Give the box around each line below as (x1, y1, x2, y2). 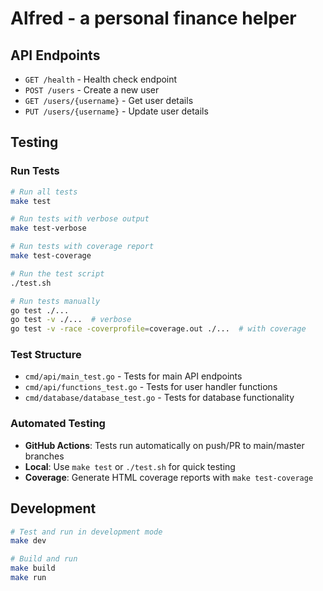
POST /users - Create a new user (24, 84, 160, 96)
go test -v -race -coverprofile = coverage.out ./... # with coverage (10, 324, 307, 334)
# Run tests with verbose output (10, 214, 150, 224)
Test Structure (10, 348, 82, 362)
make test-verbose (10, 223, 87, 234)
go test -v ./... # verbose (10, 315, 132, 325)
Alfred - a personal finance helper (10, 7, 297, 30)
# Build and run (10, 554, 78, 564)
